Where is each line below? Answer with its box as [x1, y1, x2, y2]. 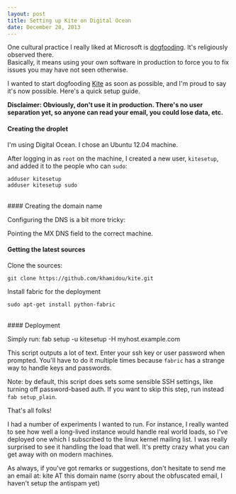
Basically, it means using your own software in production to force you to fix [7, 58, 229, 67]
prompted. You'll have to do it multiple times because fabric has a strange [7, 356, 225, 364]
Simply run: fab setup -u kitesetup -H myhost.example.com [7, 334, 181, 343]
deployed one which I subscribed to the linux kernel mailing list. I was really [7, 434, 228, 444]
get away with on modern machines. [7, 450, 114, 459]
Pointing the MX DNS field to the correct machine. [7, 229, 154, 238]
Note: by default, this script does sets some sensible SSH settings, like [7, 377, 213, 385]
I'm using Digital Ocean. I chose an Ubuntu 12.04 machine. [7, 140, 179, 149]
